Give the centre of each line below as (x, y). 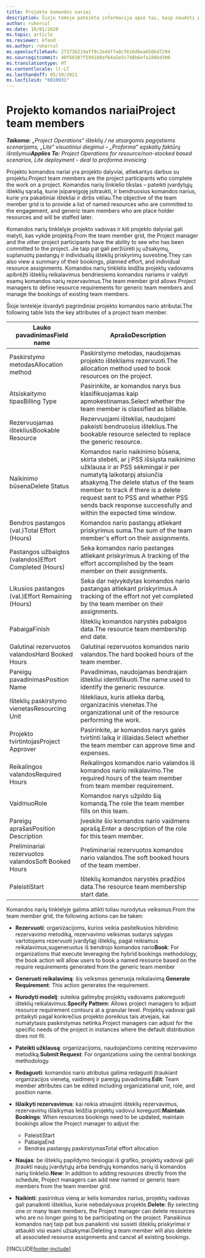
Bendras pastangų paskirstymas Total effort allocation (91, 1149)
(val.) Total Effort (33, 531)
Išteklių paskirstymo (38, 701)
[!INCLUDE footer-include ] (39, 1249)
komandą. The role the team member (132, 804)
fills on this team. (105, 811)
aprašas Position (32, 829)
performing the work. (111, 720)
